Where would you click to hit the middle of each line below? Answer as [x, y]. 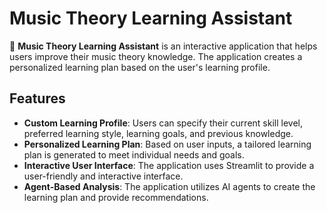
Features [37, 98]
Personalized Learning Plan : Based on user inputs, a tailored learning [167, 144]
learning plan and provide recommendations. [116, 197]
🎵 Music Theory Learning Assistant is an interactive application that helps [163, 46]
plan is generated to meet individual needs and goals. [134, 154]
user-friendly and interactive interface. [103, 176]
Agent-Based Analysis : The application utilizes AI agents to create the [169, 186]
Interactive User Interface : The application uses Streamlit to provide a [169, 165]
